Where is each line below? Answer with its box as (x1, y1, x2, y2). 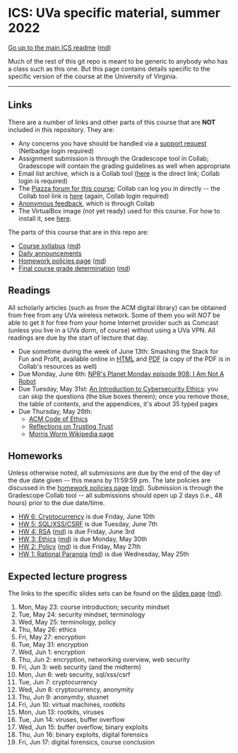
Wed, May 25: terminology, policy (18, 618, 116, 627)
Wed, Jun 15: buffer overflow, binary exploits (18, 723, 148, 732)
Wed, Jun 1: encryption (18, 648, 85, 656)
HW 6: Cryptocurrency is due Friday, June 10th (18, 512, 155, 521)
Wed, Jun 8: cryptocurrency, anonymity (18, 685, 134, 694)
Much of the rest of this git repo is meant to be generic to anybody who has (8, 57, 228, 65)
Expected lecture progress (8, 570, 128, 582)
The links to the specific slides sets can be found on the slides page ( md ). (8, 589, 223, 598)
